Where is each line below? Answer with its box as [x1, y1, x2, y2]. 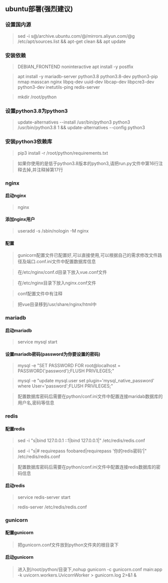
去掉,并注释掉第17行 [22, 166, 63, 172]
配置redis [5, 426, 25, 432]
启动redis [5, 483, 25, 489]
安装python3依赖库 [5, 138, 52, 145]
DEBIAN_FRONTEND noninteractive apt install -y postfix [17, 64, 134, 70]
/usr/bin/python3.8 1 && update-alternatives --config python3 [17, 125, 145, 131]
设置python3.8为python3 [5, 107, 68, 114]
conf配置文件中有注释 [17, 290, 63, 297]
